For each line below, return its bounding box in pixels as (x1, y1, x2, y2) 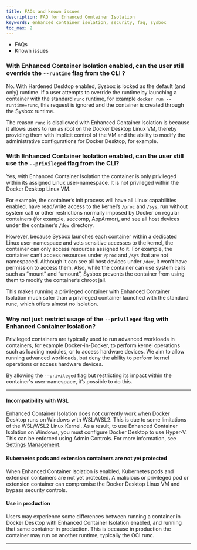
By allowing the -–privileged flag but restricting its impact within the (6, 372, 172, 379)
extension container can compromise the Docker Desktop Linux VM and (6, 480, 180, 487)
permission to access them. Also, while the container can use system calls (6, 264, 186, 271)
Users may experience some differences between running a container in (6, 512, 181, 520)
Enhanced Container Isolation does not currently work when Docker (6, 410, 170, 417)
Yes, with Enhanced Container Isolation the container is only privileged (6, 172, 177, 179)
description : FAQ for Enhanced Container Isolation (6, 14, 135, 20)
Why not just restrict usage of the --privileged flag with (6, 315, 169, 323)
